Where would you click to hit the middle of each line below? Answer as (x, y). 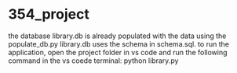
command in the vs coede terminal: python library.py (93, 61)
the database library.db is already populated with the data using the (117, 36)
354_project (49, 14)
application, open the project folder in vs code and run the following (118, 52)
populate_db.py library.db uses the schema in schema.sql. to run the (119, 43)
